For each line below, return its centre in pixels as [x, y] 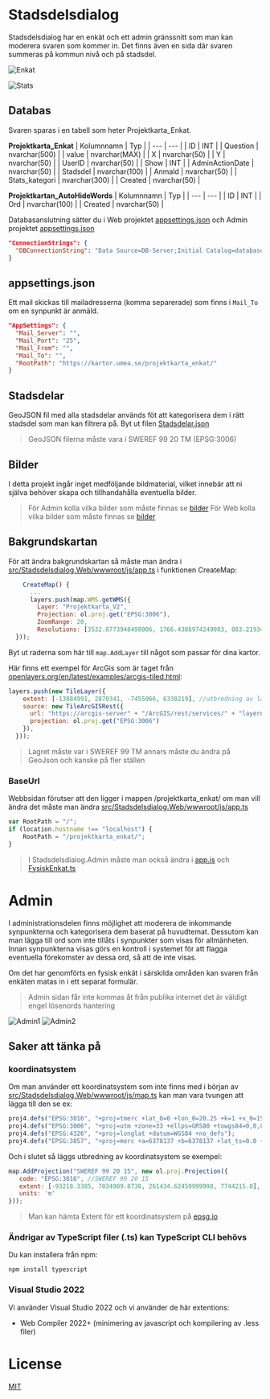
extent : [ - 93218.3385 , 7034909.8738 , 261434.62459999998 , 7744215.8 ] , [140, 1186]
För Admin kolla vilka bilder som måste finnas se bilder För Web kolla [141, 508]
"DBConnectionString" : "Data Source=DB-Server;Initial [109, 250]
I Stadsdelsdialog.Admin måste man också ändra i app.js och [129, 860]
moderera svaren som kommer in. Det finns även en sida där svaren [121, 45]
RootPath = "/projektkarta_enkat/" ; [84, 836]
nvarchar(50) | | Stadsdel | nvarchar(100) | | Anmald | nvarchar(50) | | [123, 171]
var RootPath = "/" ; [43, 822]
